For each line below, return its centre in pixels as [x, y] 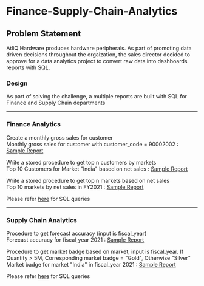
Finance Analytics [33, 124]
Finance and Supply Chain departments [56, 103]
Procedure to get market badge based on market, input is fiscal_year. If [95, 251]
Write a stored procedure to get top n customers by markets [81, 162]
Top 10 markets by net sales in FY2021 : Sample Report [75, 187]
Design [17, 83]
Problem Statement [44, 34]
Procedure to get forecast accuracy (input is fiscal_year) [76, 233]
